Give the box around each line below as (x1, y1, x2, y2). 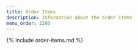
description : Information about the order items (6, 15, 133, 21)
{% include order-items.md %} (6, 37, 84, 44)
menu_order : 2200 (6, 20, 51, 26)
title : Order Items (6, 8, 56, 15)
